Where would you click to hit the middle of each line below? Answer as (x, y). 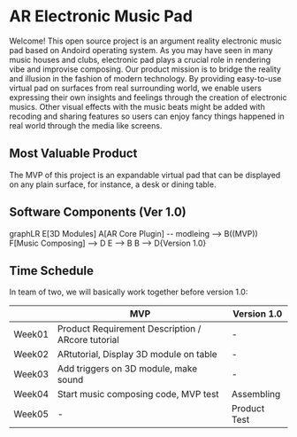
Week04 (31, 394)
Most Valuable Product (73, 154)
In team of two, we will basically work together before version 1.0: (129, 292)
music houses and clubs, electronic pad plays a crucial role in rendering (140, 59)
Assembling (256, 394)
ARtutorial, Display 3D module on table (137, 355)
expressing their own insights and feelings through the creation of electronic (148, 97)
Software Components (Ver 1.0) (98, 212)
